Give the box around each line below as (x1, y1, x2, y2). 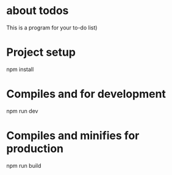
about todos (6, 4, 69, 18)
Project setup (6, 45, 76, 59)
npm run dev (6, 107, 38, 114)
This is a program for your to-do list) (6, 24, 98, 31)
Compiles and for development (6, 87, 167, 101)
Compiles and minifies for (6, 129, 140, 143)
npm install (6, 65, 34, 73)
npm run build (6, 162, 41, 169)
